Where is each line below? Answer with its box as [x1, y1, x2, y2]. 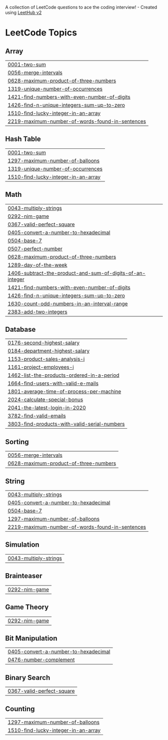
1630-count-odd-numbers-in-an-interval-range [7, 300, 128, 307]
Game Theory [5, 603, 49, 612]
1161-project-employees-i [7, 364, 74, 371]
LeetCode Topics [5, 27, 77, 38]
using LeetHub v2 [5, 9, 42, 15]
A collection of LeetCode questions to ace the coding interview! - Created [5, 4, 157, 10]
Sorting [5, 437, 29, 446]
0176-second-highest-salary [7, 339, 80, 346]
